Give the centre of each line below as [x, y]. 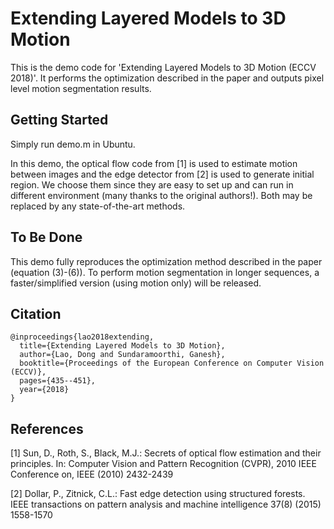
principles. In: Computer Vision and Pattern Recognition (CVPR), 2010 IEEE [163, 464]
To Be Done [46, 237]
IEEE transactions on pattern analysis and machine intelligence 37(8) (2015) [166, 504]
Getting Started [59, 120]
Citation [36, 313]
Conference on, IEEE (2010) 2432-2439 [92, 474]
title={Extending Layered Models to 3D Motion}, [122, 346]
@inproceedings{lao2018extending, [82, 337]
